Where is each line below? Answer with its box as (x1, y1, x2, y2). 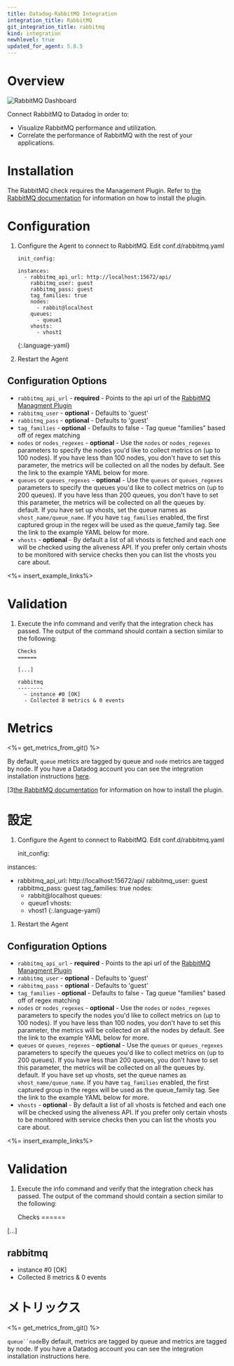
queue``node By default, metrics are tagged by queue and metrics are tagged (7, 1337, 227, 1345)
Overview (7, 73, 65, 89)
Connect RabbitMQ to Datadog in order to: (7, 110, 130, 118)
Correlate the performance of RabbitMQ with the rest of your (17, 131, 193, 139)
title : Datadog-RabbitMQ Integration (7, 10, 118, 18)
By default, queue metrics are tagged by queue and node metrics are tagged (7, 757, 224, 765)
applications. (17, 138, 55, 147)
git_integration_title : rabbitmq (7, 23, 105, 30)
